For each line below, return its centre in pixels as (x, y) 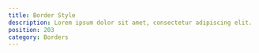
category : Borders (38, 37)
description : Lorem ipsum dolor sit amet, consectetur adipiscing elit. (130, 23)
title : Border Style (42, 15)
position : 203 (32, 30)
